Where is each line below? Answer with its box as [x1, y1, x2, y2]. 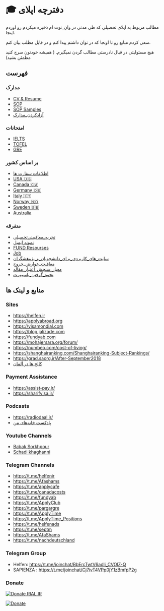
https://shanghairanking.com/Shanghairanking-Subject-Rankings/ [13, 350, 150, 356]
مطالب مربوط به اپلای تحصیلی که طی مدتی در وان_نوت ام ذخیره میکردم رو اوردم [6, 24, 159, 30]
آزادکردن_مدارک [13, 111, 44, 117]
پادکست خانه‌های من [13, 419, 52, 425]
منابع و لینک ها [6, 286, 44, 294]
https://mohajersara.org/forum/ [13, 339, 78, 345]
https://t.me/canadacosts [13, 489, 66, 495]
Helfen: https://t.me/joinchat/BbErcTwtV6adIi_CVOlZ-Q [13, 561, 126, 567]
